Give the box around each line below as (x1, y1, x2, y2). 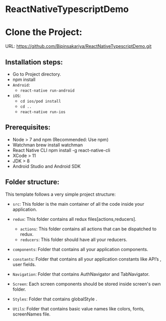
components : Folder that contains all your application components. (12, 246, 148, 252)
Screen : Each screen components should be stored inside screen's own (12, 281, 161, 287)
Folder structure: (5, 178, 60, 187)
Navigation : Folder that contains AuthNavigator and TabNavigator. (12, 271, 150, 277)
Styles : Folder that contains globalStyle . (12, 296, 97, 302)
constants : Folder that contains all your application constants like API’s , (12, 256, 161, 262)
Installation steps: (5, 58, 63, 66)
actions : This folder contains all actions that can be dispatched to (20, 225, 157, 232)
